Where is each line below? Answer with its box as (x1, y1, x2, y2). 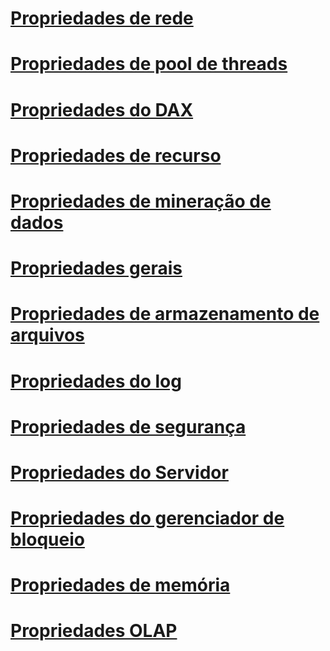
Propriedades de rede (10, 7, 194, 30)
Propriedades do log (10, 370, 182, 392)
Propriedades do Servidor (10, 461, 229, 484)
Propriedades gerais (10, 257, 183, 280)
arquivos (10, 324, 85, 347)
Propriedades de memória (10, 574, 231, 597)
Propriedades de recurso (10, 144, 222, 167)
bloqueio (10, 528, 85, 551)
